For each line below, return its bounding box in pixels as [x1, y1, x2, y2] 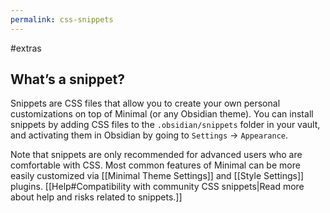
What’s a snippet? [10, 71, 125, 88]
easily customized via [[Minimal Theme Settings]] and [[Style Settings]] [10, 170, 305, 182]
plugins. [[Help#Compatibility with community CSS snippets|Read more [10, 181, 305, 193]
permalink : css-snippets [10, 14, 114, 25]
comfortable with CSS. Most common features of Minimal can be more [10, 159, 301, 171]
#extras [10, 42, 42, 54]
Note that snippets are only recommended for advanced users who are [10, 149, 303, 161]
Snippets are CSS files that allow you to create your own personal [10, 97, 281, 110]
